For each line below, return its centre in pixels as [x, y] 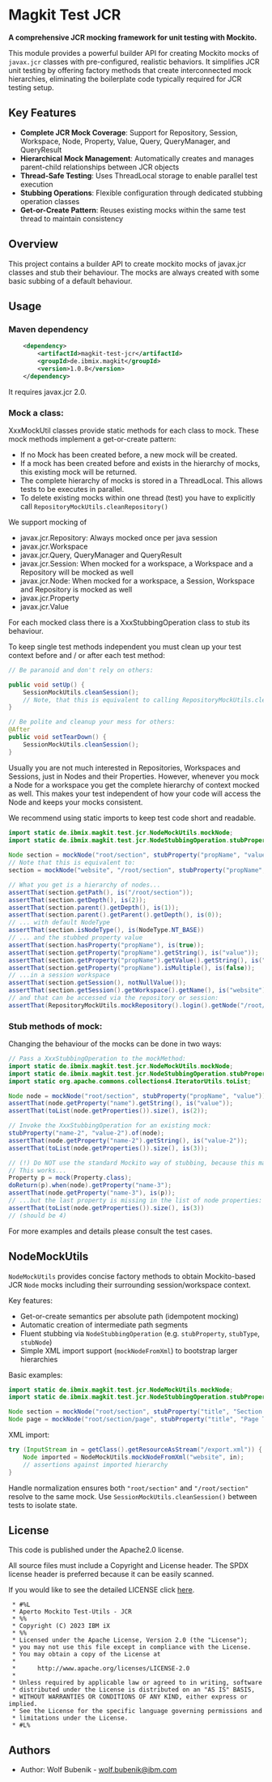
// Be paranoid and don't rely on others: [81, 670]
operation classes [50, 201]
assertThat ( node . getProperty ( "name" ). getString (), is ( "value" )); [121, 1104]
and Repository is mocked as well [76, 589]
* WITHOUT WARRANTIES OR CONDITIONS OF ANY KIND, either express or [130, 1697]
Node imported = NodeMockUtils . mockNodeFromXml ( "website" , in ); [134, 1457]
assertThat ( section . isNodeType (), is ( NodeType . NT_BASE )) [106, 930]
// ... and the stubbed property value [76, 938]
